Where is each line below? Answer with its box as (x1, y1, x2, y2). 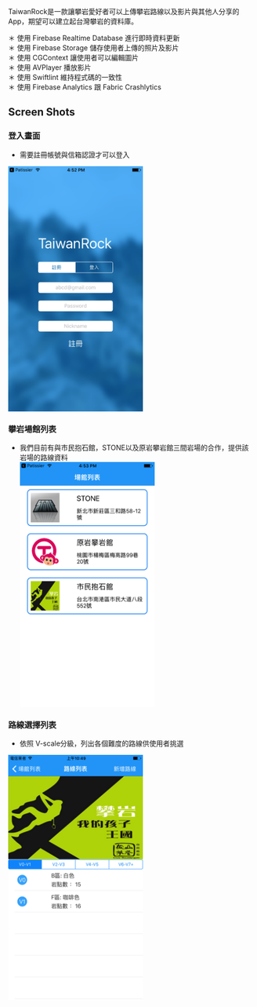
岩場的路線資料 (19, 452, 68, 462)
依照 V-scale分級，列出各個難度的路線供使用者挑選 (19, 739, 184, 748)
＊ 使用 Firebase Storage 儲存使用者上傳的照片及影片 (8, 43, 179, 53)
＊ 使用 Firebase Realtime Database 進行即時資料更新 (8, 34, 180, 42)
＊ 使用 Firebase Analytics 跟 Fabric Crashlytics (8, 82, 162, 92)
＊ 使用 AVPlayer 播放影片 (8, 63, 92, 72)
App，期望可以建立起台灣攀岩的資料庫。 (8, 16, 139, 26)
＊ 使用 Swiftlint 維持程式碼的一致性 (8, 73, 123, 82)
